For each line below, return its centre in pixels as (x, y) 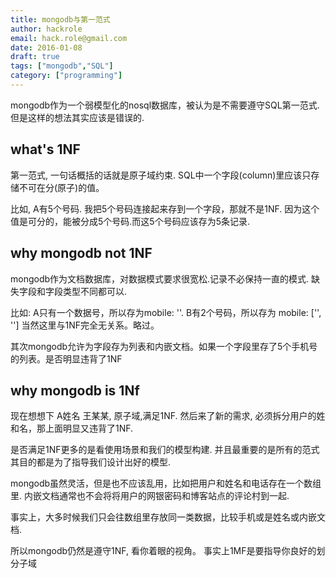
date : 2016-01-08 (46, 47)
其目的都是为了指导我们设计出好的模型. (91, 462)
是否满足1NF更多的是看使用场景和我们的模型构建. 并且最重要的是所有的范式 (165, 450)
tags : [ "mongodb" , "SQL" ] (62, 66)
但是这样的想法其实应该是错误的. (77, 117)
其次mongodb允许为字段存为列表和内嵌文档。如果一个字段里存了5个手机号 (164, 346)
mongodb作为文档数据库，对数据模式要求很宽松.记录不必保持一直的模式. (160, 278)
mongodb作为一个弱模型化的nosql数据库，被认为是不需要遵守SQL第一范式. (165, 105)
